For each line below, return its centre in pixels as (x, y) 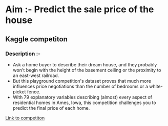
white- (156, 86)
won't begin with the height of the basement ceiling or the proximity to (87, 70)
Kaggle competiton (36, 39)
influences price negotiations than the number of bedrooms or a (80, 86)
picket (19, 92)
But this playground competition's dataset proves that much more (82, 81)
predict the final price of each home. (51, 108)
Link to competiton (25, 118)
